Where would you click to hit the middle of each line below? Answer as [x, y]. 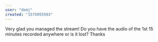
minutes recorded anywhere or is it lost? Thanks [55, 34]
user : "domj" [19, 10]
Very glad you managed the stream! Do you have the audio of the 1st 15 [79, 28]
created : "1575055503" [29, 14]
